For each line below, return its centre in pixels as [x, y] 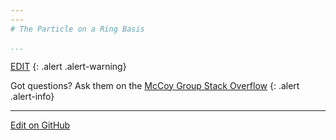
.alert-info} [32, 96]
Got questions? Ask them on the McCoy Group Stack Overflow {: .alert [155, 85]
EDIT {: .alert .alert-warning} [68, 66]
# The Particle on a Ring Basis [77, 29]
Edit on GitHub [40, 125]
